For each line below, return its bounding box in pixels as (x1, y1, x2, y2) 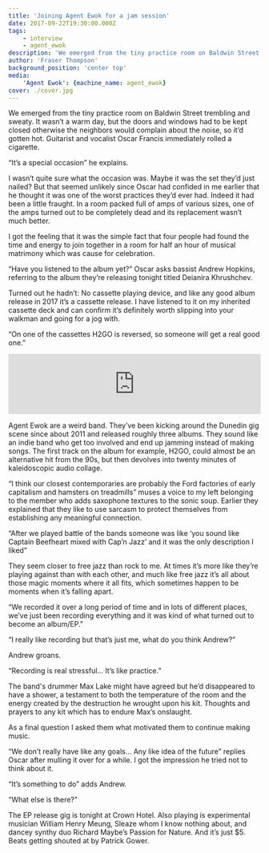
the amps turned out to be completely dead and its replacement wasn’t (8, 208, 243, 217)
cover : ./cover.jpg (8, 86, 74, 95)
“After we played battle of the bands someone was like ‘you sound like (8, 529, 240, 538)
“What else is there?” (8, 795, 78, 805)
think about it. (8, 764, 54, 774)
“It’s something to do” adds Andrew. (8, 779, 126, 789)
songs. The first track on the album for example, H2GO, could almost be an (8, 446, 256, 456)
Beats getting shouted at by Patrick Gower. (8, 836, 150, 846)
